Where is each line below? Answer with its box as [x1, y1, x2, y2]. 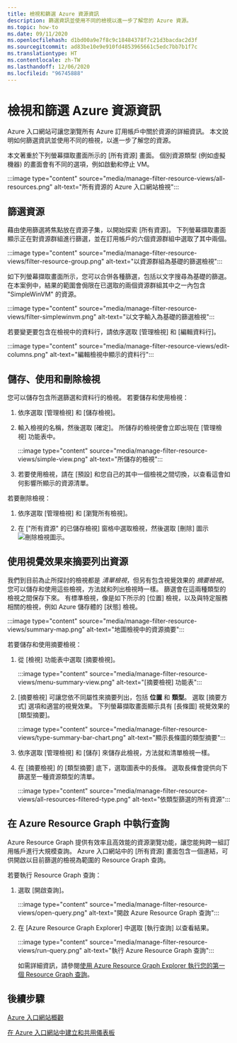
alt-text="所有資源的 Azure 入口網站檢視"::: [54, 182, 179, 192]
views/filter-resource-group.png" [7, 257, 105, 266]
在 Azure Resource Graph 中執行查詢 [7, 817, 170, 830]
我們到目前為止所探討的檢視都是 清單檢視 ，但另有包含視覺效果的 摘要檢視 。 [7, 575, 228, 584]
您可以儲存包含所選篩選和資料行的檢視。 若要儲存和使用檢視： [7, 393, 189, 402]
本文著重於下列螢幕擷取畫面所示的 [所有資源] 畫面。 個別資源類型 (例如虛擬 [7, 151, 226, 160]
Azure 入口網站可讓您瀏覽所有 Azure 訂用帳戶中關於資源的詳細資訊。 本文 [7, 127, 223, 136]
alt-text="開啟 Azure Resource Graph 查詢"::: [88, 908, 220, 917]
